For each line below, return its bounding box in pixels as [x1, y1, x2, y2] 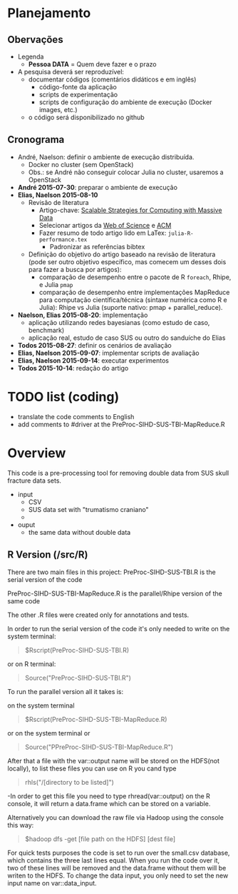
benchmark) [28, 326, 65, 334]
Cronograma [7, 134, 65, 146]
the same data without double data [28, 528, 131, 536]
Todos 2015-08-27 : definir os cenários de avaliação [17, 341, 172, 349]
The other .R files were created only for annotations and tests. [7, 611, 190, 619]
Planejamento [7, 5, 91, 21]
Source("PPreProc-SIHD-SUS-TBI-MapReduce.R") [24, 743, 173, 751]
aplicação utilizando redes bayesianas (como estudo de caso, [28, 318, 210, 326]
